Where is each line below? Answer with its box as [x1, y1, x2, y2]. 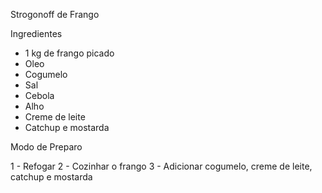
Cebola [24, 90, 55, 101]
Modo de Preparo [10, 141, 83, 153]
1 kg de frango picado [24, 47, 115, 59]
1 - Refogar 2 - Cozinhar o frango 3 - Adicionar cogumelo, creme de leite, [10, 160, 313, 172]
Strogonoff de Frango [10, 9, 100, 20]
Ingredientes [10, 28, 63, 39]
